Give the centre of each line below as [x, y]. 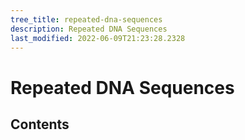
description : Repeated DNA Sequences [89, 29]
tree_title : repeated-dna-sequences [86, 19]
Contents [40, 124]
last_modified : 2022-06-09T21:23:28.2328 [98, 38]
